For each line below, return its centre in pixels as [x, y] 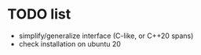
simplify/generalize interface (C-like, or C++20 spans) [106, 36]
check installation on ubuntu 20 [69, 43]
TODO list [39, 14]
